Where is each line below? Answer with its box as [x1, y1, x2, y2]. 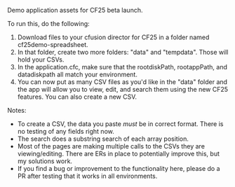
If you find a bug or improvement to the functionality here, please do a [17, 165, 220, 172]
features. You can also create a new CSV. [17, 92, 137, 101]
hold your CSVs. [17, 55, 65, 64]
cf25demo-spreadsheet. [17, 41, 88, 48]
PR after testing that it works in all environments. [17, 172, 158, 180]
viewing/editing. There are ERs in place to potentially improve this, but [17, 150, 220, 158]
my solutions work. [17, 157, 72, 165]
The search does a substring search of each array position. [17, 134, 189, 143]
